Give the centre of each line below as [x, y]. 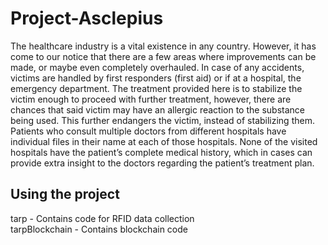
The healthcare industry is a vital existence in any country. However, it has [163, 46]
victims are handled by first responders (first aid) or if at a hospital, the [156, 78]
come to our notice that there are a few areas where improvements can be [163, 56]
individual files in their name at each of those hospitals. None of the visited [164, 141]
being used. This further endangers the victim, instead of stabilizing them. [162, 120]
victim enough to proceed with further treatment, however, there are [151, 99]
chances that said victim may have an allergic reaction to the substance [157, 109]
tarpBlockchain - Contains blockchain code [99, 229]
